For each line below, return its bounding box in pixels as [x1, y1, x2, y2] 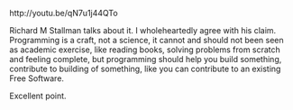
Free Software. [9, 73, 65, 84]
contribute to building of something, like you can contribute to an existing [9, 63, 281, 74]
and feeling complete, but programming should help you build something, [9, 54, 282, 64]
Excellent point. [9, 90, 67, 101]
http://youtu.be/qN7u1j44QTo [9, 8, 119, 18]
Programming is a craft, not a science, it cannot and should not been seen [9, 35, 284, 45]
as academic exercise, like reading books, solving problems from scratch [9, 44, 281, 55]
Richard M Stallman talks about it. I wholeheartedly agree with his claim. [9, 25, 277, 35]
